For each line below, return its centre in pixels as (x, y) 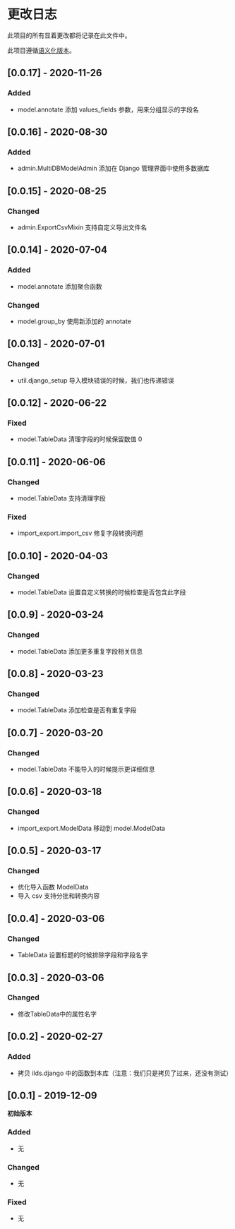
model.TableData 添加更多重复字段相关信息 (80, 651)
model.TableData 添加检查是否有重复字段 (77, 710)
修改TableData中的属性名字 (57, 1014)
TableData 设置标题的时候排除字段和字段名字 (83, 955)
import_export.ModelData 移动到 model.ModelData (91, 828)
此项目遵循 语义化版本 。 (41, 50)
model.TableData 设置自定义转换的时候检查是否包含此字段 (102, 592)
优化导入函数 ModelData (53, 887)
